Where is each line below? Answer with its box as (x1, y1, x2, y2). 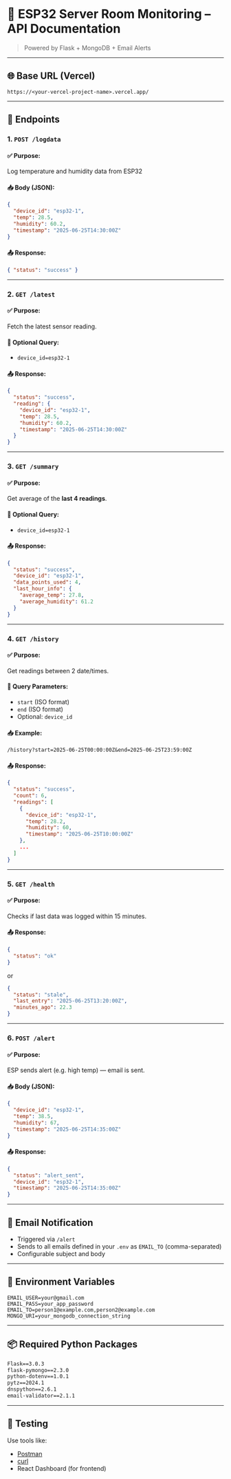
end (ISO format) (16, 705, 64, 713)
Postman (16, 1449, 43, 1458)
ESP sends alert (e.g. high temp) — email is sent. (7, 1066, 146, 1075)
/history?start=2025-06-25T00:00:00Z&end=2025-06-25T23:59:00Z (7, 746, 192, 754)
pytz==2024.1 (7, 1380, 45, 1387)
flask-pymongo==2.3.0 (7, 1367, 69, 1373)
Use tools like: (7, 1436, 47, 1445)
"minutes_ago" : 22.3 (13, 1004, 72, 1011)
